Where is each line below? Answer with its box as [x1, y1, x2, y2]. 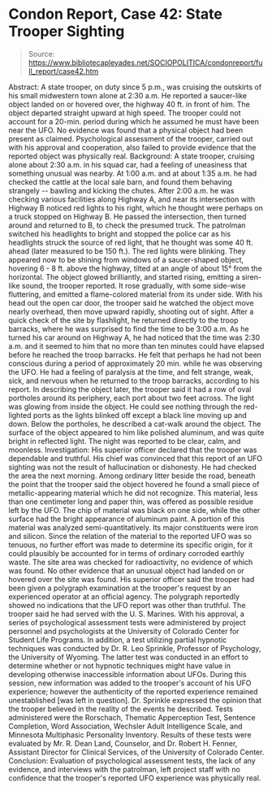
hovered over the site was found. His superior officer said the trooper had [8, 574, 255, 584]
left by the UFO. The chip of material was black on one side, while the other [8, 505, 261, 515]
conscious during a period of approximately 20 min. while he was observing [8, 359, 262, 368]
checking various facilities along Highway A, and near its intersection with [8, 194, 256, 204]
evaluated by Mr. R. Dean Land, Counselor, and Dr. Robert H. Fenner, [8, 738, 238, 748]
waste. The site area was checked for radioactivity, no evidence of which [8, 557, 253, 567]
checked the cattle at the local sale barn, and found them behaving [8, 176, 233, 187]
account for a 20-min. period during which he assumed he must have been [8, 116, 260, 126]
